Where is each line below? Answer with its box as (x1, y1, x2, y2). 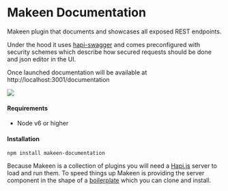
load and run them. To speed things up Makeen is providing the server (7, 169, 205, 177)
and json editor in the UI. (7, 55, 76, 63)
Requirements (7, 104, 48, 112)
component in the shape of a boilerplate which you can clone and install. (7, 176, 212, 185)
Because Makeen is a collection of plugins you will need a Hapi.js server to (7, 162, 217, 170)
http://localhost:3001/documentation (7, 75, 111, 83)
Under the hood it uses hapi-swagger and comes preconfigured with (7, 40, 201, 48)
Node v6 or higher (16, 119, 69, 128)
